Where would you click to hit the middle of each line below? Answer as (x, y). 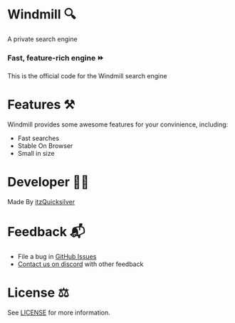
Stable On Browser (45, 146)
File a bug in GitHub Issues (57, 257)
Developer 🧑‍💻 (48, 182)
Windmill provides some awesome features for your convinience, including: (118, 125)
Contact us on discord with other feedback (80, 264)
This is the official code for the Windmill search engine (87, 76)
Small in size (36, 154)
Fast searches (38, 138)
